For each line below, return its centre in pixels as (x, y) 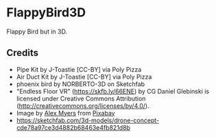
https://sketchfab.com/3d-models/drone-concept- (87, 120)
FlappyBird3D (46, 13)
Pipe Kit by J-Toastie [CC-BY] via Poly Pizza (79, 69)
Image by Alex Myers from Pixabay (65, 113)
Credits (23, 53)
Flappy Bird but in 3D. (37, 31)
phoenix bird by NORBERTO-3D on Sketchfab (81, 84)
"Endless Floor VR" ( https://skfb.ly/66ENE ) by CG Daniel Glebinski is (113, 91)
